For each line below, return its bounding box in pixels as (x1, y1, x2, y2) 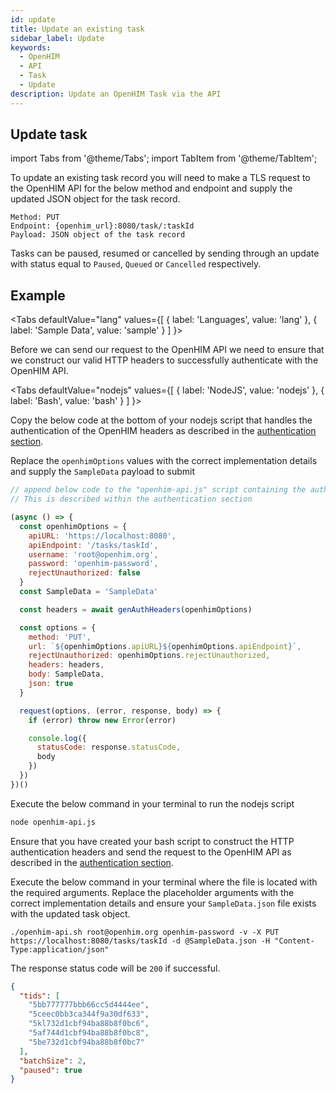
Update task (10, 126, 88, 143)
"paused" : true (19, 1065, 83, 1075)
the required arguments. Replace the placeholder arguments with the (10, 886, 295, 898)
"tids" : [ (19, 991, 60, 1001)
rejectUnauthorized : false (28, 568, 141, 578)
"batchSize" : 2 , (19, 1056, 87, 1066)
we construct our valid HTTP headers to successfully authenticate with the (10, 354, 319, 366)
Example (10, 287, 66, 304)
